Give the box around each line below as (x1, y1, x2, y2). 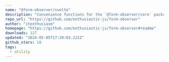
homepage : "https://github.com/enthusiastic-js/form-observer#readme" (5, 26, 156, 31)
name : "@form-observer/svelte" (5, 7, 71, 12)
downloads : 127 (5, 30, 37, 35)
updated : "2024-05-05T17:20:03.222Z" (5, 35, 84, 40)
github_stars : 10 (5, 40, 42, 45)
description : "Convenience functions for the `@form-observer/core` (5, 12, 152, 17)
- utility (10, 49, 30, 54)
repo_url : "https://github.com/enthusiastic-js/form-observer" (5, 16, 141, 21)
